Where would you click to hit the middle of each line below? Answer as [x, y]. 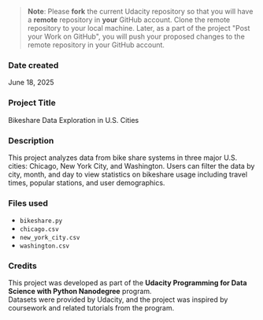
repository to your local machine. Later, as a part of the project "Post [139, 28]
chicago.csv [39, 229]
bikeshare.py [41, 221]
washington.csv [44, 246]
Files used [28, 203]
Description [31, 140]
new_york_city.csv [50, 238]
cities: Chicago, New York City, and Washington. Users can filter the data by [131, 166]
